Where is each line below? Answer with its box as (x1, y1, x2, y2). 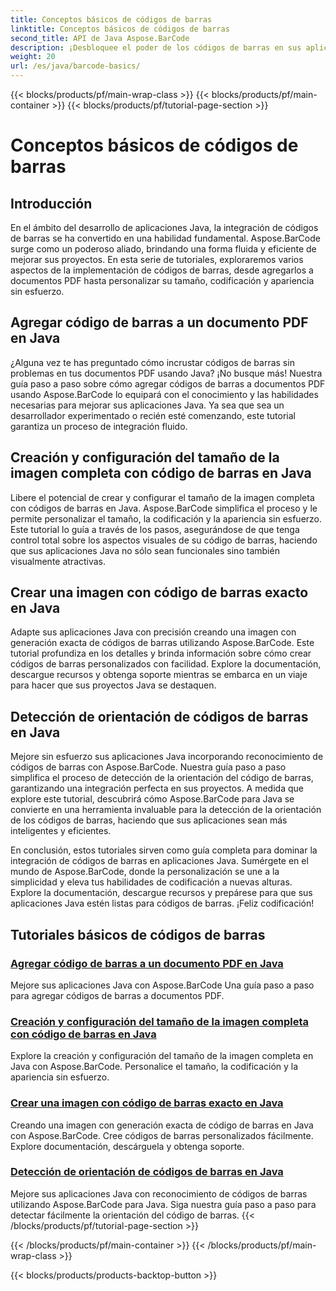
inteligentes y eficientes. (10, 825, 112, 837)
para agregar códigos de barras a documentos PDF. (10, 989, 225, 1001)
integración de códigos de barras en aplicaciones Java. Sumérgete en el (10, 855, 309, 867)
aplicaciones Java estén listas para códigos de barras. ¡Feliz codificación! (10, 897, 315, 910)
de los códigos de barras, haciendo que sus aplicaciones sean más (10, 814, 288, 826)
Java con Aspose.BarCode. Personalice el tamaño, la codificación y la (10, 1061, 299, 1073)
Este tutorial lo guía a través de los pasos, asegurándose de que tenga (10, 523, 300, 535)
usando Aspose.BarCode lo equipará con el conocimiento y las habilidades (10, 388, 319, 400)
